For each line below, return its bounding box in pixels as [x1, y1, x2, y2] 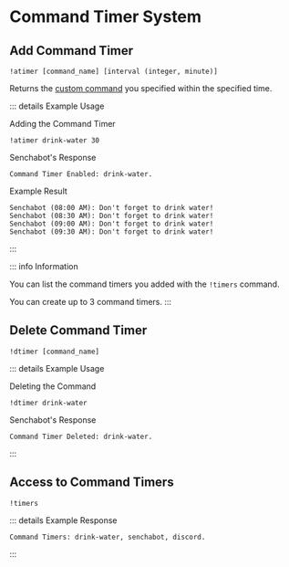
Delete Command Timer [9, 322, 148, 339]
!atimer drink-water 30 [9, 136, 100, 145]
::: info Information [9, 261, 79, 271]
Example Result [9, 185, 68, 196]
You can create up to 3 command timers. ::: [9, 297, 171, 307]
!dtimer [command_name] [9, 347, 100, 356]
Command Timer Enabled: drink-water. [9, 170, 153, 179]
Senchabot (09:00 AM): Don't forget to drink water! [9, 219, 214, 228]
